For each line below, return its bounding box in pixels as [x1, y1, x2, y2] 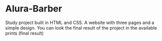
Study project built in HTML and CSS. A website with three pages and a [5, 19, 154, 25]
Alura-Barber [5, 3, 62, 14]
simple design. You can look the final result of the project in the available [5, 24, 157, 30]
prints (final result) [5, 30, 44, 36]
